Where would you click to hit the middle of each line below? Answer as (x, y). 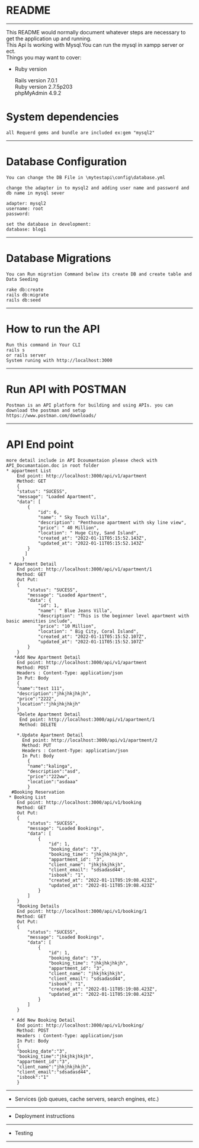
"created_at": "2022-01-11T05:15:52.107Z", (92, 636)
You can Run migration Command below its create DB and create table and (99, 274)
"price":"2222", (37, 699)
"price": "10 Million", (67, 626)
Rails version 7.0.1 (36, 80)
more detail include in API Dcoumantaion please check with (82, 460)
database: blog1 (26, 229)
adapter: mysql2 (26, 203)
